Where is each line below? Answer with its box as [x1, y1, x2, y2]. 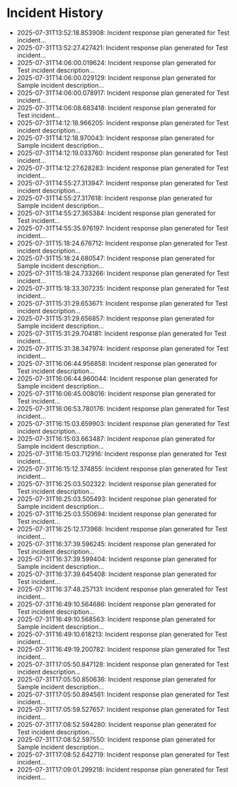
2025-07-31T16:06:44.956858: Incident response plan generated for [16, 359, 217, 367]
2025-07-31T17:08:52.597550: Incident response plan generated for [16, 735, 216, 744]
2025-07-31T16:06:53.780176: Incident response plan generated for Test [16, 404, 229, 413]
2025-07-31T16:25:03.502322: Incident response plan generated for [16, 479, 217, 488]
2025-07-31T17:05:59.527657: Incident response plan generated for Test [16, 705, 229, 713]
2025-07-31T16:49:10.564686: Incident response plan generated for [16, 599, 216, 608]
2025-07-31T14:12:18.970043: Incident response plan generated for [16, 133, 215, 142]
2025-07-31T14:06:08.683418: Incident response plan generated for [16, 103, 216, 112]
